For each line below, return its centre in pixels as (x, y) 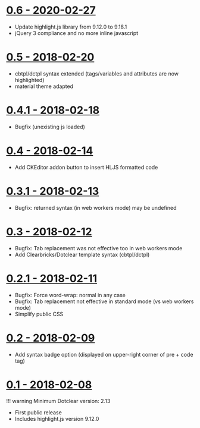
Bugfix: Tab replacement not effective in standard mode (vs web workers (104, 301)
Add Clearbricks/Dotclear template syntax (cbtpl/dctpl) (82, 254)
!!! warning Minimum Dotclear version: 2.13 (58, 401)
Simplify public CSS (39, 314)
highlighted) (29, 80)
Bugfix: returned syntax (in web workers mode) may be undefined (96, 207)
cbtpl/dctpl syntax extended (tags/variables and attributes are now (97, 73)
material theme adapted (44, 86)
